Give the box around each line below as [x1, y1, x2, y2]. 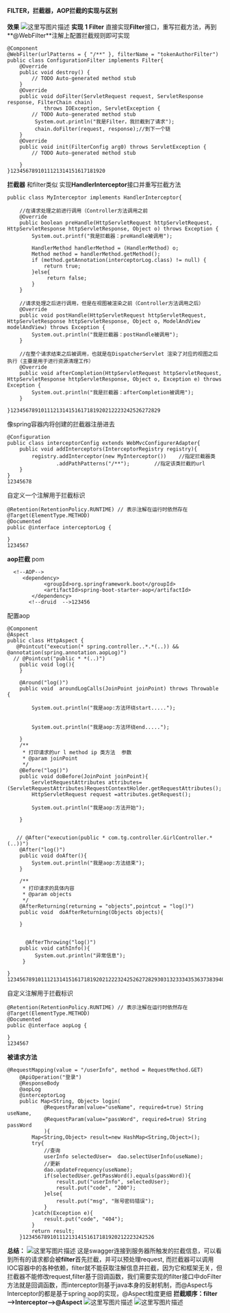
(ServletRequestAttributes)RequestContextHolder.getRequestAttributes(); [7, 785, 222, 792]
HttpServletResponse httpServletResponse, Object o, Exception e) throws [7, 376, 222, 383]
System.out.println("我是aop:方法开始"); [31, 804, 145, 812]
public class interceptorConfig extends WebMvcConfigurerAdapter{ [7, 439, 201, 447]
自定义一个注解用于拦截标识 [7, 491, 86, 500]
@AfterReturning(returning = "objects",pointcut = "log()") [19, 903, 194, 910]
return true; [43, 263, 81, 270]
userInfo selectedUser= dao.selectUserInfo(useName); [43, 1153, 204, 1160]
